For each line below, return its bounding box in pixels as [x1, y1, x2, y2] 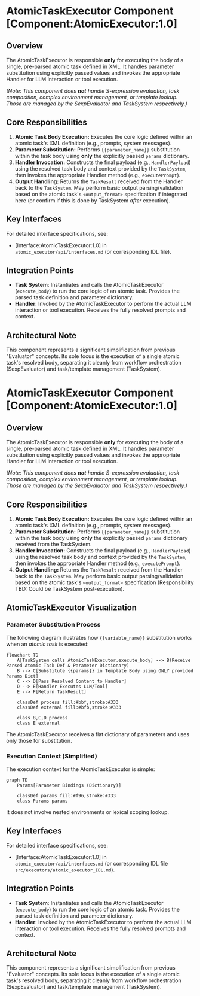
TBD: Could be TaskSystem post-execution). [14, 585, 125, 593]
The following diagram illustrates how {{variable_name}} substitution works [6, 634, 192, 641]
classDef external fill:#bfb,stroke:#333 [17, 705, 121, 710]
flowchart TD [6, 652, 39, 658]
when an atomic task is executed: [6, 640, 89, 648]
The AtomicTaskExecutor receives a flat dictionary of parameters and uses [6, 730, 190, 737]
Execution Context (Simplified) [6, 752, 97, 760]
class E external [17, 720, 60, 726]
